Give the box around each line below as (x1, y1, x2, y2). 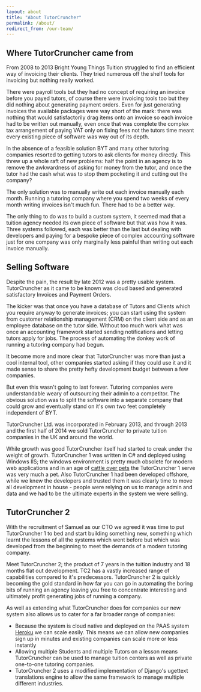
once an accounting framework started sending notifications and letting (6, 328, 184, 335)
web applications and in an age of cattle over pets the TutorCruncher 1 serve (6, 464, 196, 471)
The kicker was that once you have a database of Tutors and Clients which (6, 302, 191, 310)
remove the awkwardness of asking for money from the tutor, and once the (6, 164, 192, 171)
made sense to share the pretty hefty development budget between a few (6, 365, 188, 372)
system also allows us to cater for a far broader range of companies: (6, 610, 176, 617)
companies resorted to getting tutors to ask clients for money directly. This (6, 151, 191, 158)
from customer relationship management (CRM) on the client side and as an (6, 315, 194, 323)
